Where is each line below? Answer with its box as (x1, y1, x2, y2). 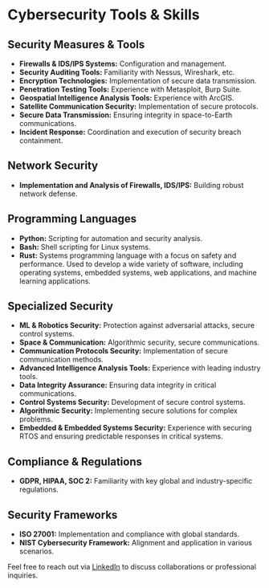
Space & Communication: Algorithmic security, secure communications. (18, 337, 260, 347)
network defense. (18, 189, 78, 198)
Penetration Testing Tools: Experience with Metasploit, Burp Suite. (18, 84, 242, 94)
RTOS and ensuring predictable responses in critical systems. (18, 431, 224, 441)
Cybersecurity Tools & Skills (7, 6, 200, 24)
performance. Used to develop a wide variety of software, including (18, 259, 243, 268)
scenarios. (18, 546, 55, 556)
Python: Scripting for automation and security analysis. (18, 233, 202, 243)
